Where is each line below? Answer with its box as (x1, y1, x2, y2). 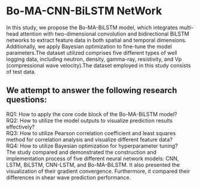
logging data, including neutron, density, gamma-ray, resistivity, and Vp (6, 55, 182, 63)
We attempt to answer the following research (6, 85, 177, 96)
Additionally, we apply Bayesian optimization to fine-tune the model (6, 43, 172, 50)
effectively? (6, 123, 35, 130)
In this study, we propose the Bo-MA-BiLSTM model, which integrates (6, 24, 178, 31)
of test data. (6, 68, 36, 75)
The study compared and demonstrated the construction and (6, 148, 156, 155)
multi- (179, 24, 194, 31)
